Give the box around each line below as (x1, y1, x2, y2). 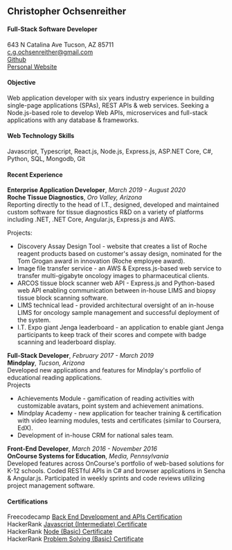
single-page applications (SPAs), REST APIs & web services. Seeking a (7, 101, 209, 110)
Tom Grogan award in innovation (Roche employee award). (17, 257, 186, 266)
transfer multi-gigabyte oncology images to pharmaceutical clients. (17, 272, 209, 280)
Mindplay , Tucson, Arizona (7, 359, 85, 367)
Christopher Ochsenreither (7, 6, 127, 17)
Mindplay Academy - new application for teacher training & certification (17, 409, 222, 418)
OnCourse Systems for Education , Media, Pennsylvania (7, 452, 169, 461)
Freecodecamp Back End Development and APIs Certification (7, 513, 182, 521)
